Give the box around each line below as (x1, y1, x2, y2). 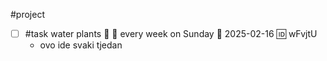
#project (10, 9, 46, 20)
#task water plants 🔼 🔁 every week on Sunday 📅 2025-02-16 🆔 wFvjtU (24, 28, 318, 39)
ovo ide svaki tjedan (39, 39, 123, 51)
